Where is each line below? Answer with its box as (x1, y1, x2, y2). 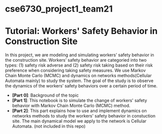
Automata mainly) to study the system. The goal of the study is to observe (5, 78, 154, 84)
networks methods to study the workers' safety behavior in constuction (12, 113, 156, 119)
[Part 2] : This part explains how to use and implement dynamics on (12, 108, 147, 114)
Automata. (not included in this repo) (12, 123, 86, 129)
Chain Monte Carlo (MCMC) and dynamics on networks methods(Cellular (5, 73, 152, 79)
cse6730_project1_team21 (5, 3, 113, 15)
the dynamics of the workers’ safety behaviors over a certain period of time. (5, 83, 158, 89)
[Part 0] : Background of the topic (12, 92, 79, 98)
